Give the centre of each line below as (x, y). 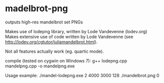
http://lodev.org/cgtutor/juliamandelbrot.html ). (51, 41)
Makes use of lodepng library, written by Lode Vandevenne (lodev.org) (76, 31)
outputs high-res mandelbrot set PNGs (44, 22)
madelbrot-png (36, 9)
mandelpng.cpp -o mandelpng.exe (40, 66)
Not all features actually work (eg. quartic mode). (55, 51)
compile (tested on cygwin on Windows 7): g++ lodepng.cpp (66, 61)
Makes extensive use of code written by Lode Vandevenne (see (69, 37)
